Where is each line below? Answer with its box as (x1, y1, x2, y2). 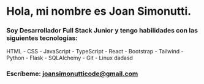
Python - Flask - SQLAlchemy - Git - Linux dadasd (6, 54, 134, 62)
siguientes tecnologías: (6, 34, 78, 42)
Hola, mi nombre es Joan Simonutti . (6, 4, 192, 18)
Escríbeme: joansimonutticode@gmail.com (6, 69, 138, 78)
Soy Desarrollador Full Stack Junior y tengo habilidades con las (6, 26, 198, 35)
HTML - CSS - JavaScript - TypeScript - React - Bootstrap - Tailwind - (6, 48, 184, 55)
